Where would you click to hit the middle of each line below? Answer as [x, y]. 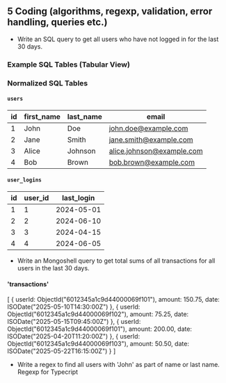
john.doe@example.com [148, 128]
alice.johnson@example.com [156, 151]
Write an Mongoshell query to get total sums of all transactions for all [116, 261]
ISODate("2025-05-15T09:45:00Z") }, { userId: [74, 322]
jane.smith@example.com [151, 140]
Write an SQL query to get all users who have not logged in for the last [118, 39]
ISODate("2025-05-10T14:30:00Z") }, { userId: [74, 307]
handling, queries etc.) [57, 23]
